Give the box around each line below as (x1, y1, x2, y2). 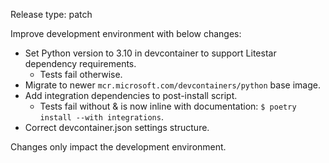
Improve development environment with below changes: (10, 28, 242, 39)
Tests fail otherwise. (39, 69, 123, 80)
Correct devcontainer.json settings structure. (24, 122, 210, 133)
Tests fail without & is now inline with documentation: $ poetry (39, 100, 297, 112)
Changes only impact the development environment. (10, 141, 227, 153)
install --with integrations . (39, 111, 164, 123)
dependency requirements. (24, 58, 137, 69)
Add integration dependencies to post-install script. (24, 90, 238, 101)
